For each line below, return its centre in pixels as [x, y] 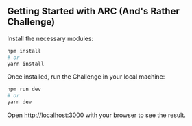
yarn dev [20, 102]
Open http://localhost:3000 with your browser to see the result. [97, 115]
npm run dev [24, 89]
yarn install [26, 64]
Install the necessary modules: [50, 38]
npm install [24, 51]
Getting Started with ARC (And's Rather [93, 11]
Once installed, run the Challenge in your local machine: [86, 77]
